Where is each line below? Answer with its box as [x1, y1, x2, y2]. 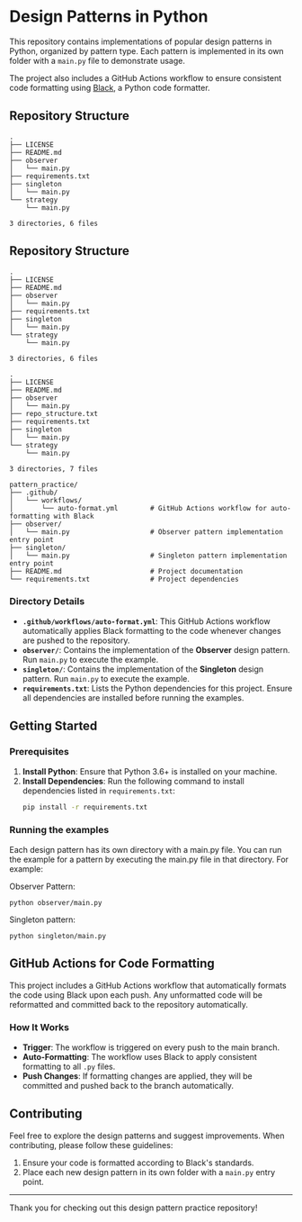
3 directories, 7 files [9, 464, 99, 474]
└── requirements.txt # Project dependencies [9, 575, 240, 584]
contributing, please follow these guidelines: [9, 1139, 173, 1150]
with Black [53, 511, 94, 520]
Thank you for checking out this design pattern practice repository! [9, 1202, 258, 1213]
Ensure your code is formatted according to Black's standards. [22, 1157, 254, 1168]
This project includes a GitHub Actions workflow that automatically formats [9, 980, 287, 991]
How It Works [9, 1021, 70, 1034]
